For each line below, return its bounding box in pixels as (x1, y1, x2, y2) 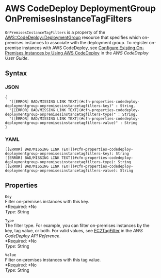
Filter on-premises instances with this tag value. (5, 257, 101, 262)
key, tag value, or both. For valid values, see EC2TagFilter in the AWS (5, 227, 143, 233)
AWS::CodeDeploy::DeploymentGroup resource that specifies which (5, 35, 142, 40)
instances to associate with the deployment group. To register (24, 39, 148, 45)
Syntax (5, 69, 27, 78)
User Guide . (5, 55, 29, 61)
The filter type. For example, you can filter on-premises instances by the (5, 222, 150, 228)
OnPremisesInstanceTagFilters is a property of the (5, 29, 106, 35)
